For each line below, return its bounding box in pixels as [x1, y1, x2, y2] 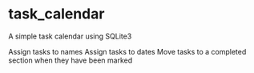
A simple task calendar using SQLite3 [8, 31, 132, 41]
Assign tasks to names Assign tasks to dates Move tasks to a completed [8, 47, 247, 56]
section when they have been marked [8, 55, 133, 65]
